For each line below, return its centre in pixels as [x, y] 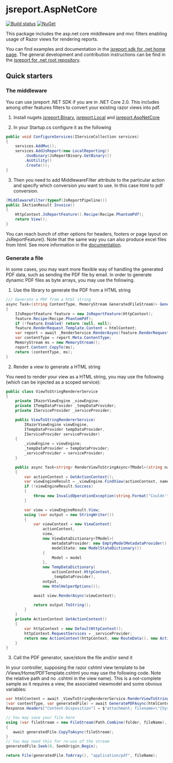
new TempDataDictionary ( [69, 567]
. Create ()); [37, 165]
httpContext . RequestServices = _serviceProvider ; [78, 633]
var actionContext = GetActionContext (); [69, 477]
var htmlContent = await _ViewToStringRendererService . [67, 699]
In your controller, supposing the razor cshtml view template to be [75, 667]
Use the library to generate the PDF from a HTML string [72, 290]
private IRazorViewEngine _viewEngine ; [58, 401]
